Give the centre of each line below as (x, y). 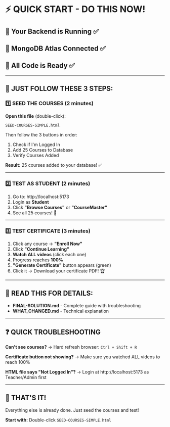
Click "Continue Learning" (41, 249)
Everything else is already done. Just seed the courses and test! (72, 410)
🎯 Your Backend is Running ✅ (52, 31)
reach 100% (18, 362)
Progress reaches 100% (38, 260)
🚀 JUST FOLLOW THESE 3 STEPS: (59, 89)
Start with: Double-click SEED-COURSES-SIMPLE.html (58, 420)
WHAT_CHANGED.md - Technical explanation (61, 311)
